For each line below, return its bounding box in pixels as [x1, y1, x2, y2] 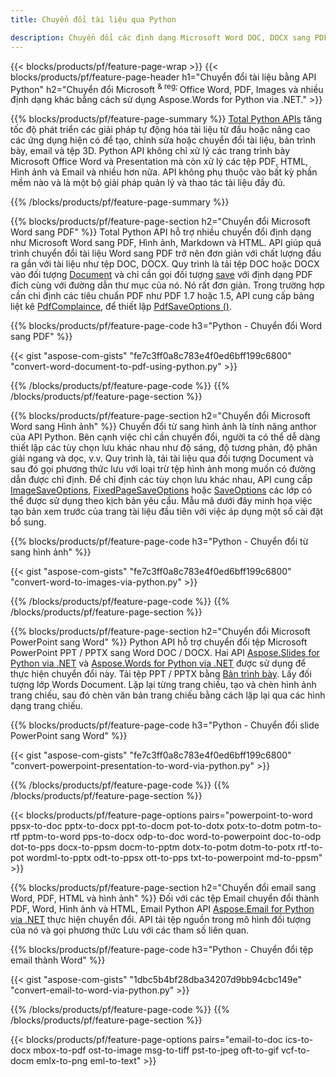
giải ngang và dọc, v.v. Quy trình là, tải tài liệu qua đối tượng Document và [10, 452, 314, 465]
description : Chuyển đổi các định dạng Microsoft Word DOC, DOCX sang [10, 32, 311, 43]
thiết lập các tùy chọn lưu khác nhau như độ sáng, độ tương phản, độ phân [10, 442, 318, 454]
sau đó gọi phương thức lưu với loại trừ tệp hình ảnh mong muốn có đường [10, 463, 317, 475]
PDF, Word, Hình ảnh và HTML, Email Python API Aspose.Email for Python [10, 903, 315, 915]
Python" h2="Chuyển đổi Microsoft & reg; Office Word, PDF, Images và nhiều [10, 81, 324, 95]
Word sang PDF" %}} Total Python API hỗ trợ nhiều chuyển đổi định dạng [10, 226, 312, 238]
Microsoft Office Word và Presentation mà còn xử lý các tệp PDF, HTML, [10, 156, 309, 168]
